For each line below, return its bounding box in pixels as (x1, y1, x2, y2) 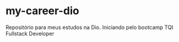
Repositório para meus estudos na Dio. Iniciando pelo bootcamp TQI (5, 24, 174, 31)
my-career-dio (5, 4, 79, 18)
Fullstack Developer (5, 30, 54, 37)
